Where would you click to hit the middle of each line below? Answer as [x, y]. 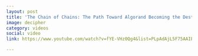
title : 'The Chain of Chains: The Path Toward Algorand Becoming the [93, 17]
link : [13, 39]
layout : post [22, 11]
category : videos [27, 28]
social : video [24, 34]
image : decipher [26, 22]
